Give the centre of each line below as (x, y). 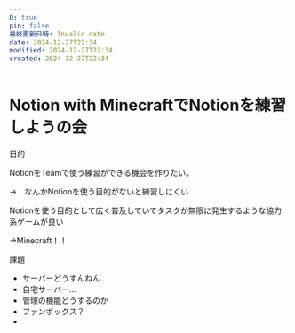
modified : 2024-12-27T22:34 (61, 51)
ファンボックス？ (53, 311)
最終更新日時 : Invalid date (57, 34)
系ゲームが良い (36, 221)
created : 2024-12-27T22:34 (59, 59)
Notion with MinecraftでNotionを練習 (148, 105)
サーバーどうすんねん (61, 278)
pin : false (29, 26)
